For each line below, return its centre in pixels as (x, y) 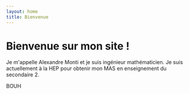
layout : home (22, 11)
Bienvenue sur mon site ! (68, 46)
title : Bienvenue (27, 17)
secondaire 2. (23, 75)
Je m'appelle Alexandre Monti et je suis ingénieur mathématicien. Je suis (95, 62)
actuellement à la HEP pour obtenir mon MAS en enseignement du (86, 69)
